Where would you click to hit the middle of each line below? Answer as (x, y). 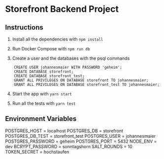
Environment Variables (41, 119)
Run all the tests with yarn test (44, 103)
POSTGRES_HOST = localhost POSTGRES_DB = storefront (64, 131)
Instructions (24, 27)
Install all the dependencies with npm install (58, 39)
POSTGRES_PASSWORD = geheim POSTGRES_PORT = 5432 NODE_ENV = (81, 141)
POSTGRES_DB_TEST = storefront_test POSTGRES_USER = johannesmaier (81, 136)
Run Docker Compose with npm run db (51, 49)
